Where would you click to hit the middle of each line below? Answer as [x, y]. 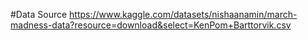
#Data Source [39, 14]
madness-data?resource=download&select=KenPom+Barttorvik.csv [151, 25]
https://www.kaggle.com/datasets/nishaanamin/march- [183, 14]
